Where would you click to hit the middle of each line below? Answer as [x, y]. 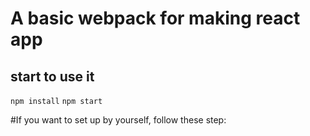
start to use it [52, 76]
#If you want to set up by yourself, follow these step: [118, 120]
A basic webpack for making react [155, 18]
